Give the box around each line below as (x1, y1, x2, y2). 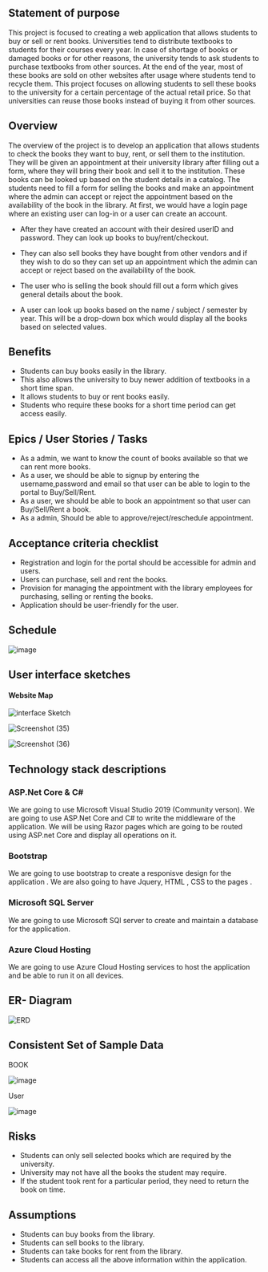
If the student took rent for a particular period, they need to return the (19, 1177, 250, 1186)
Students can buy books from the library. (19, 1229, 155, 1239)
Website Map (8, 690, 54, 700)
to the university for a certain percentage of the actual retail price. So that (8, 87, 251, 97)
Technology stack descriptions (8, 762, 166, 776)
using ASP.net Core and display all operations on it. (8, 830, 178, 841)
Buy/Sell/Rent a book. (19, 504, 91, 514)
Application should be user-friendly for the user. (19, 601, 178, 610)
